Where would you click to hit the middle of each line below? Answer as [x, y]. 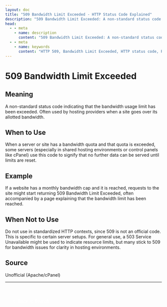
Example [19, 176]
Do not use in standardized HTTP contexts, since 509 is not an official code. [83, 231]
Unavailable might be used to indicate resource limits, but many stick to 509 [83, 242]
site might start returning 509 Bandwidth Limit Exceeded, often [70, 193]
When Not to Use [32, 219]
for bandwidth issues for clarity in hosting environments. [63, 247]
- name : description [35, 33]
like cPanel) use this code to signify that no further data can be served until [82, 155]
